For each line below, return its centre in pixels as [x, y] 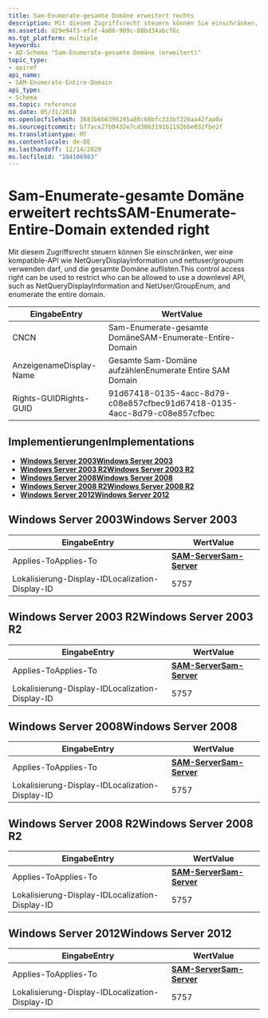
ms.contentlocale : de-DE [49, 142]
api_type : [25, 90]
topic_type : [28, 61]
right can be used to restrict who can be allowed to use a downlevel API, [127, 278]
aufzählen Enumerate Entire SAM [169, 370]
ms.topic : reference [43, 105]
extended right [160, 230]
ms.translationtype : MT [48, 134]
